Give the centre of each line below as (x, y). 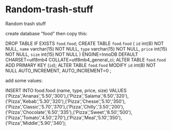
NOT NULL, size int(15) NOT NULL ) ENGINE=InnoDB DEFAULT (72, 54)
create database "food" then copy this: (46, 33)
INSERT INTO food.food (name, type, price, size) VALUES (66, 90)
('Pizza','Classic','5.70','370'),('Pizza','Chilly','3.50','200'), (65, 106)
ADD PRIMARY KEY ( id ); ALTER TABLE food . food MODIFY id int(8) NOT (81, 65)
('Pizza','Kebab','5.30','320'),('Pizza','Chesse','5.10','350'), (65, 101)
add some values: (24, 80)
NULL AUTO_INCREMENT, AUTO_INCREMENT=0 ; (59, 71)
